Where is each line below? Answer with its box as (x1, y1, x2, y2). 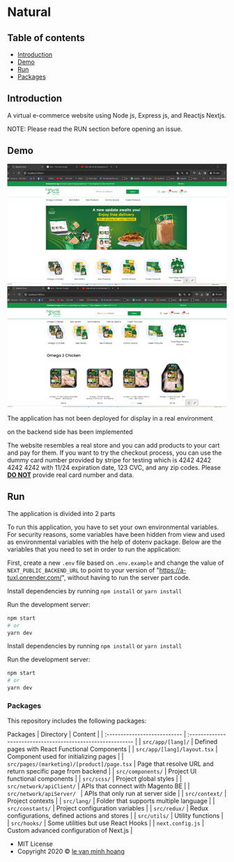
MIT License (17, 840, 54, 848)
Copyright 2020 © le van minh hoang (17, 847, 125, 856)
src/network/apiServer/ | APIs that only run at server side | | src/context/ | (7, 790, 227, 798)
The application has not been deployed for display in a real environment (7, 414, 214, 423)
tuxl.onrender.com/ (7, 573, 62, 581)
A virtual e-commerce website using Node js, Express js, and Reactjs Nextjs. (7, 111, 226, 119)
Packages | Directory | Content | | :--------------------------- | (7, 730, 187, 739)
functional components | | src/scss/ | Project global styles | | (7, 774, 182, 783)
